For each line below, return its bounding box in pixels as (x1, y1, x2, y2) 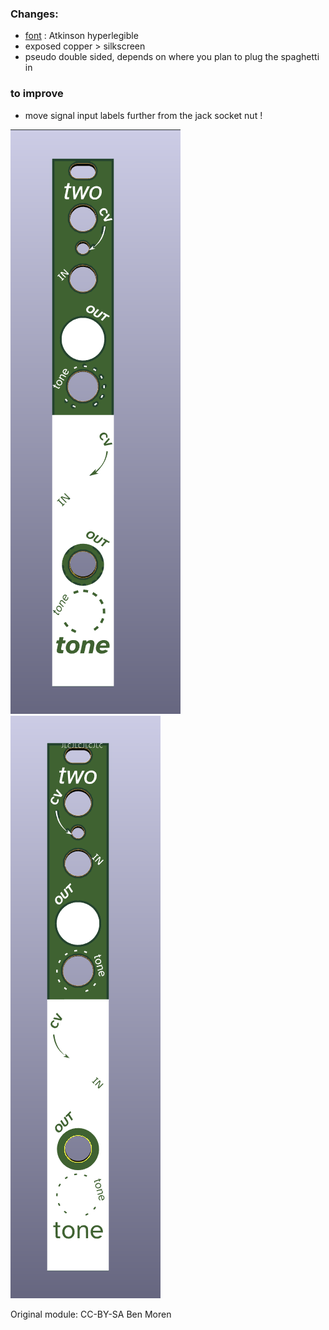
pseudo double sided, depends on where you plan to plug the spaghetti (24, 51, 320, 63)
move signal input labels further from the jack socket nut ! (24, 109, 263, 121)
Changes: (10, 7, 59, 21)
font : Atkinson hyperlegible (24, 30, 139, 42)
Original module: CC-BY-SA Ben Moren (10, 1308, 172, 1320)
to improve (10, 87, 64, 101)
